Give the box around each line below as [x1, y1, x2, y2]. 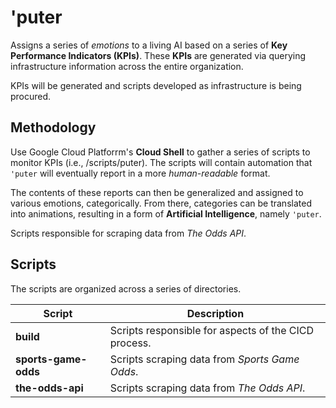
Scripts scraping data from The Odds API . [109, 381, 306, 395]
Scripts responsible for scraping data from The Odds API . [10, 227, 247, 239]
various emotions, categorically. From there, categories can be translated [10, 197, 312, 209]
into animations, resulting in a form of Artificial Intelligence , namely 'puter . [10, 207, 322, 220]
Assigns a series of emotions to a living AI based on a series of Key [10, 39, 288, 51]
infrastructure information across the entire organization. [10, 60, 244, 72]
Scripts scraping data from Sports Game [109, 352, 300, 366]
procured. [10, 90, 52, 102]
